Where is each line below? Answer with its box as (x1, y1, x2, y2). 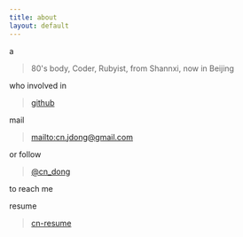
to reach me (9, 183, 53, 194)
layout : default (9, 21, 69, 30)
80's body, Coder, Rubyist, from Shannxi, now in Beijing (30, 63, 235, 74)
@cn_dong (30, 166, 71, 177)
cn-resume (30, 217, 72, 228)
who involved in (9, 80, 67, 91)
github (30, 97, 55, 107)
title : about (9, 12, 58, 22)
